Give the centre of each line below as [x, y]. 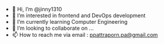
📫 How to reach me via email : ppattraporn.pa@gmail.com [85, 35]
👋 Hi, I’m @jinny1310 [37, 9]
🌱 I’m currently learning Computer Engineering [70, 22]
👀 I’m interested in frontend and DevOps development [79, 15]
